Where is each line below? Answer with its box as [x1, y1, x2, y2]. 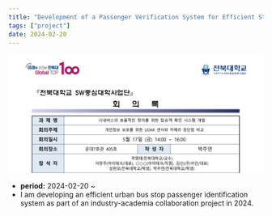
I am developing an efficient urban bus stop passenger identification [19, 189, 249, 199]
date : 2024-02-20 [8, 30, 67, 38]
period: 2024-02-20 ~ [19, 180, 96, 190]
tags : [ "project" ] [8, 21, 70, 30]
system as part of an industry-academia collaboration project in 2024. [19, 198, 254, 208]
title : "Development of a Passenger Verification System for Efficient [8, 13, 255, 21]
